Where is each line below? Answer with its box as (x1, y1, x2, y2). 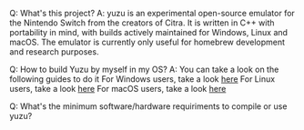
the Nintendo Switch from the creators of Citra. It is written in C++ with (9, 17, 275, 28)
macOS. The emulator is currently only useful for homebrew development (9, 36, 285, 47)
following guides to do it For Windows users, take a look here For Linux (9, 74, 276, 85)
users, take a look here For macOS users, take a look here (9, 84, 227, 94)
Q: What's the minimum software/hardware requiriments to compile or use (9, 101, 288, 112)
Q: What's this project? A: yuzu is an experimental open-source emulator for (9, 8, 296, 18)
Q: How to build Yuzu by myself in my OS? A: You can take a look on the (9, 64, 279, 75)
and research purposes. (9, 46, 99, 57)
